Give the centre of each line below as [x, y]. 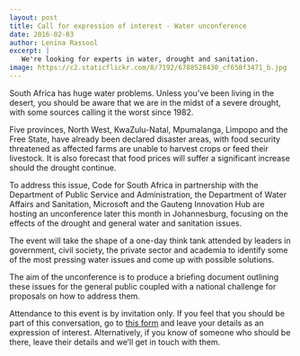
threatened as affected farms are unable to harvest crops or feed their [139, 148]
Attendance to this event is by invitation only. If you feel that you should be [147, 313]
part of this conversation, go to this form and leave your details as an [137, 323]
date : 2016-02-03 [42, 34]
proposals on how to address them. [75, 296]
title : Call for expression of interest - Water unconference [128, 26]
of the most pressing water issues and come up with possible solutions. [142, 259]
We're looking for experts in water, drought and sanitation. [140, 59]
